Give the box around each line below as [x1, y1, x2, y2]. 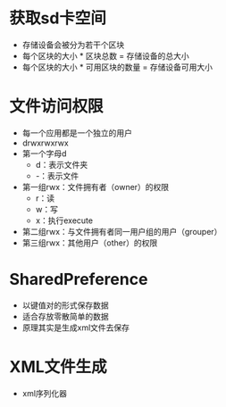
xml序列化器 [21, 387, 68, 398]
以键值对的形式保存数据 [21, 300, 109, 311]
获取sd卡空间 [9, 8, 107, 29]
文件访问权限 [9, 96, 105, 117]
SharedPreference [9, 270, 148, 290]
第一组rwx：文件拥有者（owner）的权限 [21, 181, 170, 192]
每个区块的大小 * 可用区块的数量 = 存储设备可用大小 [21, 62, 213, 72]
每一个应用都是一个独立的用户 [21, 127, 132, 138]
